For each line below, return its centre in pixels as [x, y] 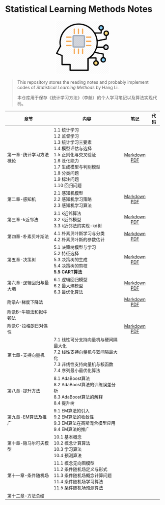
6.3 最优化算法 [69, 292]
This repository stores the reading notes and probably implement [83, 82]
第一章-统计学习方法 [28, 155]
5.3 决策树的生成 [70, 260]
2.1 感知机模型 [69, 193]
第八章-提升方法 [24, 391]
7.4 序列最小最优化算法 [77, 370]
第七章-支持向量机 [26, 355]
